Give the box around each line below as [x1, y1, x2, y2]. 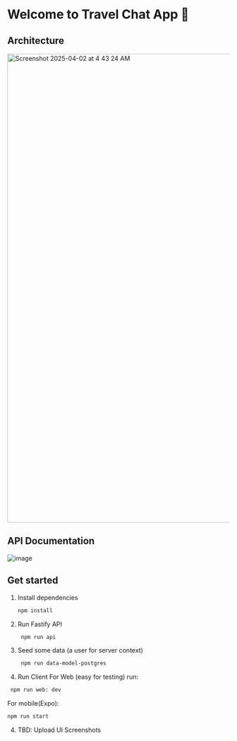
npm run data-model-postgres [20, 660, 107, 667]
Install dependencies [17, 593, 79, 602]
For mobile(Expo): [7, 699, 59, 708]
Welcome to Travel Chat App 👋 [7, 6, 189, 23]
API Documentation [7, 535, 95, 547]
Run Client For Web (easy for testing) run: [17, 672, 139, 682]
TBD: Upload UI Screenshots [17, 725, 101, 734]
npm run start [7, 713, 49, 720]
